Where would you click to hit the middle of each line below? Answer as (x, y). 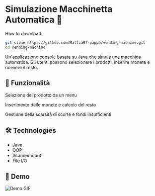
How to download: (24, 33)
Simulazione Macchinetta (59, 9)
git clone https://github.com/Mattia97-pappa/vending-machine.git (75, 43)
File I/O (20, 161)
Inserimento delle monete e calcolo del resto (51, 104)
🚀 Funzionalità (28, 83)
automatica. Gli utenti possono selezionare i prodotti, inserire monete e (77, 62)
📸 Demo (17, 176)
